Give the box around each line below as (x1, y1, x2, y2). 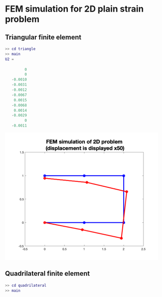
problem (5, 14, 40, 25)
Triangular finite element (5, 33, 81, 41)
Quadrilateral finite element (5, 269, 90, 278)
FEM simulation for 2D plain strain (5, 3, 144, 15)
